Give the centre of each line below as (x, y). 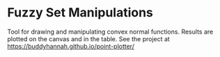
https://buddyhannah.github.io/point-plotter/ (71, 46)
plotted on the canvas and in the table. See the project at (89, 38)
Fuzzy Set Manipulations (80, 13)
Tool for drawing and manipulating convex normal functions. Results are (110, 32)
